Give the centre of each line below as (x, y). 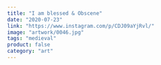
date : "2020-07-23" (35, 20)
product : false (29, 45)
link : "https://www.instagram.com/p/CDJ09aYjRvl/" (81, 26)
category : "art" (30, 51)
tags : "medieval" (32, 39)
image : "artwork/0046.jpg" (46, 32)
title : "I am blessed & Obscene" (55, 13)
